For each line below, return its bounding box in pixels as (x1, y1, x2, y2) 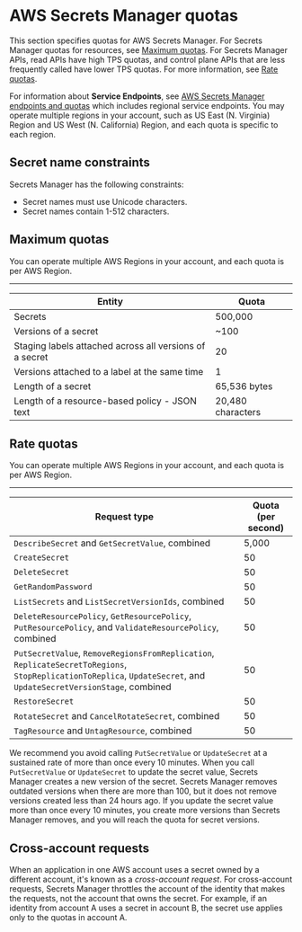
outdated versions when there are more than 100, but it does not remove (9, 786, 277, 796)
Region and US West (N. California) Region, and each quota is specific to (9, 119, 279, 130)
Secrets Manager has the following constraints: (9, 179, 184, 190)
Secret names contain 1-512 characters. (22, 206, 170, 217)
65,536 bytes (215, 379, 273, 392)
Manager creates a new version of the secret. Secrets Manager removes (9, 777, 278, 787)
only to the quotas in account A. (9, 912, 128, 923)
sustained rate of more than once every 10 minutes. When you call (9, 757, 254, 768)
